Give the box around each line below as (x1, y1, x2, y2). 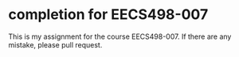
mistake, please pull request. (8, 40, 103, 49)
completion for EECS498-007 (8, 6, 209, 24)
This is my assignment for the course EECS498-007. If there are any (8, 32, 232, 41)
